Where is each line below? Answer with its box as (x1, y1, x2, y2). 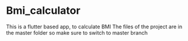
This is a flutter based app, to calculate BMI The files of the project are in (6, 23, 183, 30)
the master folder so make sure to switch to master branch (6, 29, 148, 36)
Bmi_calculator (6, 4, 80, 17)
